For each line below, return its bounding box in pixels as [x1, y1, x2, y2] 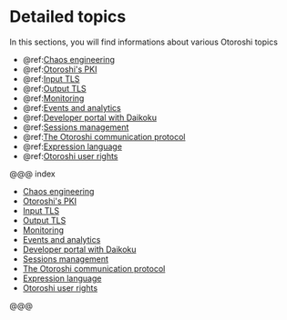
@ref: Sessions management [22, 121, 129, 133]
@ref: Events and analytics [22, 102, 121, 113]
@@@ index [9, 168, 56, 179]
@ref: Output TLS [22, 83, 87, 94]
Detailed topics [9, 6, 127, 27]
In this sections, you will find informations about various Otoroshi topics [9, 36, 278, 47]
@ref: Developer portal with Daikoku [22, 112, 158, 123]
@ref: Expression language [22, 141, 123, 152]
